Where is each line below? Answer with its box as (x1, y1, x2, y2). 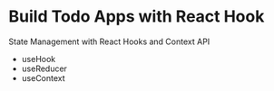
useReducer (21, 63, 67, 74)
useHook (21, 53, 56, 64)
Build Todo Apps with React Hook (8, 6, 265, 27)
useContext (21, 72, 65, 83)
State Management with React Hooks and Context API (8, 36, 210, 47)
